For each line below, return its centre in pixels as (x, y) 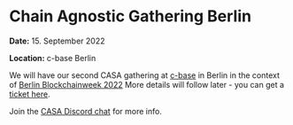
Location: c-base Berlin (53, 58)
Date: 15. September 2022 (57, 41)
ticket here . (30, 94)
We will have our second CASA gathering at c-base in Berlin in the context (145, 75)
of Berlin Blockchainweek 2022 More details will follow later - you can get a (147, 84)
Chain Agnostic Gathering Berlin (131, 16)
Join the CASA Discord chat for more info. (85, 111)
